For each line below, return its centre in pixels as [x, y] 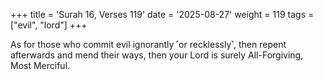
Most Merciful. [40, 65]
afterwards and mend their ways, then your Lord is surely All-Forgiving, [157, 55]
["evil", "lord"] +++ [49, 25]
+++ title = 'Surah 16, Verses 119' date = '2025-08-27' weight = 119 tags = [162, 14]
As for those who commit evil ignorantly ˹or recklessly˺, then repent [148, 44]
